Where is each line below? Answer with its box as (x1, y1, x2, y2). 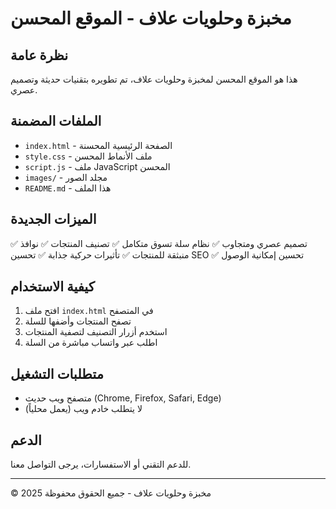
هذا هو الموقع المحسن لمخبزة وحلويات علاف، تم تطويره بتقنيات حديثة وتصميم (10, 73, 298, 85)
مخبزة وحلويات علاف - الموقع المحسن (10, 7, 292, 30)
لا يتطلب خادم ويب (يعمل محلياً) (24, 403, 143, 415)
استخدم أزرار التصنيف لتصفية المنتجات (24, 326, 168, 338)
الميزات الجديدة (10, 211, 97, 228)
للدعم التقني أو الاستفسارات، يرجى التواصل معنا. (10, 458, 192, 471)
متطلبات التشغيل (10, 365, 104, 382)
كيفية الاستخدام (10, 278, 95, 296)
